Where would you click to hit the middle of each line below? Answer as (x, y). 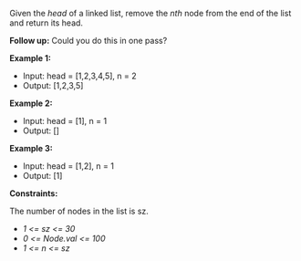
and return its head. (47, 23)
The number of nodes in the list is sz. (79, 211)
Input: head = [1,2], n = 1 (68, 166)
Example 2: (31, 103)
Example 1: (31, 58)
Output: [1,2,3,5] (53, 85)
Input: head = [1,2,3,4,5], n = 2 (79, 76)
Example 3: (31, 148)
